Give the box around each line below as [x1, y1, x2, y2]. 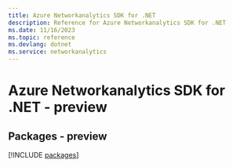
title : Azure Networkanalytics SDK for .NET [8, 11, 156, 20]
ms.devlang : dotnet [8, 41, 72, 49]
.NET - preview [8, 99, 107, 116]
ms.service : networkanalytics [8, 48, 107, 56]
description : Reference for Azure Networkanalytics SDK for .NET [8, 19, 226, 27]
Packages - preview [8, 129, 107, 143]
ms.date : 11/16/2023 [8, 26, 76, 34]
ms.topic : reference [8, 33, 76, 42]
